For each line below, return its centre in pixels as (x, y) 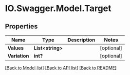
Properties (21, 26)
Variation (18, 56)
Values (16, 48)
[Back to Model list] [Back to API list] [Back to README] (61, 68)
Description (81, 40)
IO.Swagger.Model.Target (58, 8)
